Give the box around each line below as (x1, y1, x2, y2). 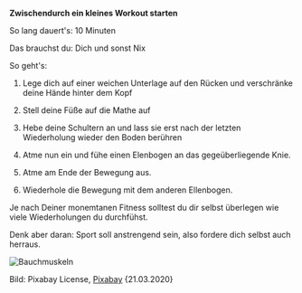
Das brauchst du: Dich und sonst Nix (9, 43, 146, 53)
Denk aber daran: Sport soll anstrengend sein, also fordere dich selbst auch (9, 230, 291, 240)
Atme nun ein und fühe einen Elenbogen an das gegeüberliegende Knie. (22, 149, 291, 160)
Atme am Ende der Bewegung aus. (22, 167, 152, 177)
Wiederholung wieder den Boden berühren (22, 132, 183, 143)
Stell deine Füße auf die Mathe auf (22, 105, 151, 116)
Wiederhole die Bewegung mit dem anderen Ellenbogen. (22, 184, 233, 195)
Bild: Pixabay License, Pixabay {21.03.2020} (9, 274, 174, 284)
